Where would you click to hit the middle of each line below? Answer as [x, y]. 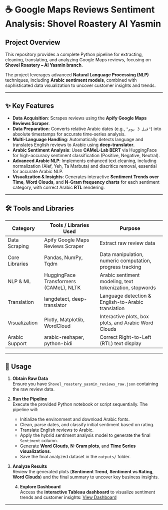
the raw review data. [33, 389]
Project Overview [33, 42]
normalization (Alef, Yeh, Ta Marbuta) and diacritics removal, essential [84, 166]
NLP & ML [19, 281]
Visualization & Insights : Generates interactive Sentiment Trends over [85, 177]
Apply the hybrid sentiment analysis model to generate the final [85, 435]
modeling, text [116, 281]
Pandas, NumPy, [63, 258]
